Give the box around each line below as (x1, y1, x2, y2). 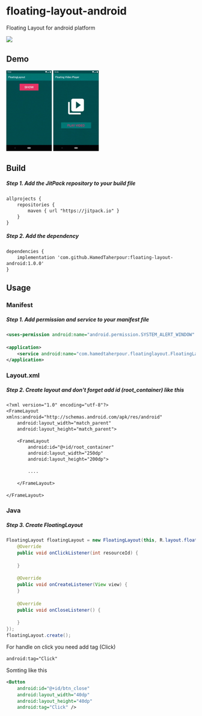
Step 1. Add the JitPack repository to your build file (6, 179, 136, 187)
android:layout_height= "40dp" (17, 698, 93, 704)
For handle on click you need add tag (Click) (6, 643, 116, 651)
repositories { (17, 202, 55, 208)
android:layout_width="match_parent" (17, 420, 112, 426)
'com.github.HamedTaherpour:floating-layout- (57, 254, 173, 260)
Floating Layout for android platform (6, 24, 96, 31)
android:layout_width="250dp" (28, 450, 103, 456)
